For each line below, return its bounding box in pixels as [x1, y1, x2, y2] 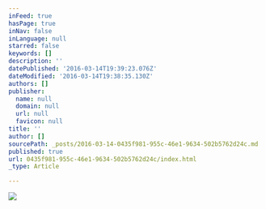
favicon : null [15, 117, 63, 126]
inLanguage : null [8, 34, 67, 43]
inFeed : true [8, 11, 53, 20]
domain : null [15, 102, 60, 110]
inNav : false [8, 27, 53, 35]
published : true [8, 147, 63, 156]
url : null [15, 110, 49, 118]
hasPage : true [8, 19, 57, 28]
